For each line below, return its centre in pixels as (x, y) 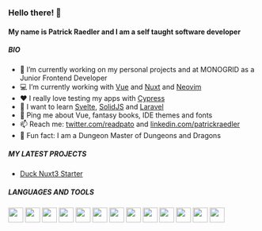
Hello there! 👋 (35, 13)
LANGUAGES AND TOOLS (51, 192)
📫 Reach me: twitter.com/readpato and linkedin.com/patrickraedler (129, 124)
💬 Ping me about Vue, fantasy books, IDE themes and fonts (116, 115)
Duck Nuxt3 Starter (51, 174)
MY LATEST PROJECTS (47, 154)
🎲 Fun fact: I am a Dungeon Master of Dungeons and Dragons (120, 136)
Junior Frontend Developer (63, 78)
